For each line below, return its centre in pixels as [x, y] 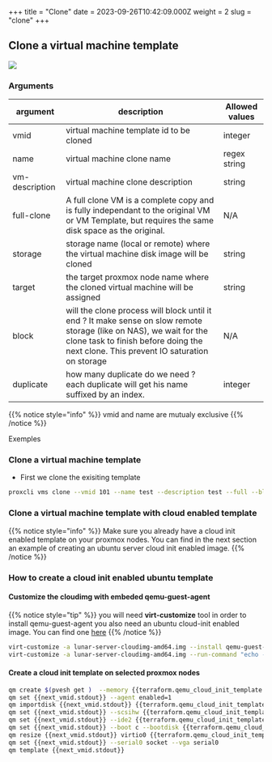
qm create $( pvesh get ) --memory [68, 690]
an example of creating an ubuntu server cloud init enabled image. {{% [127, 548]
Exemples [25, 439]
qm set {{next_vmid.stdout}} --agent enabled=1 [90, 697]
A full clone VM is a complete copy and [140, 200]
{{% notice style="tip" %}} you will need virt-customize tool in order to [127, 615]
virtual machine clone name [119, 159]
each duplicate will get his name [127, 385]
